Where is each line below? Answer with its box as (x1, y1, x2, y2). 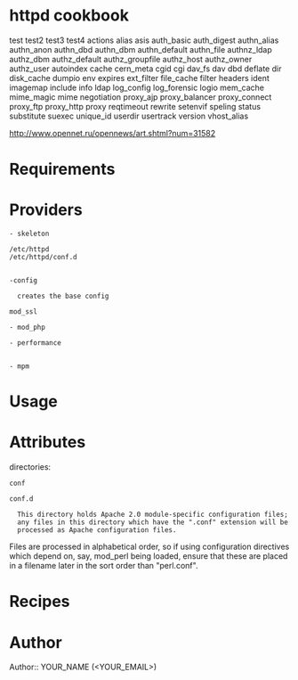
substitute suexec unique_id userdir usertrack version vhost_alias (9, 111, 249, 121)
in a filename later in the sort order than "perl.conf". (9, 561, 198, 571)
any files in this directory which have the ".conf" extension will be (17, 518, 289, 527)
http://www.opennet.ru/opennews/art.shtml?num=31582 (9, 127, 216, 138)
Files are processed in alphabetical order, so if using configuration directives (9, 541, 290, 553)
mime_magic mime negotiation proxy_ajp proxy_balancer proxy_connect (9, 91, 272, 102)
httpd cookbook (9, 5, 129, 26)
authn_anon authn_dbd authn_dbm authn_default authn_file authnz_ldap (9, 44, 273, 54)
